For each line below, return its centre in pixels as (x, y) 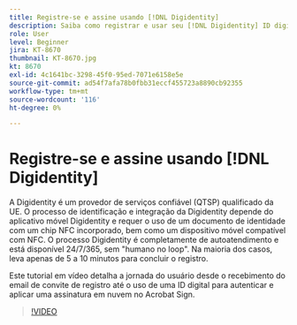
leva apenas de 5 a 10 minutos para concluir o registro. (109, 259)
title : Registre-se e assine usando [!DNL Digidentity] (114, 17)
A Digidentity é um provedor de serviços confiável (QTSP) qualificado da (141, 202)
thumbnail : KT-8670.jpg (53, 58)
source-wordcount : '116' (55, 99)
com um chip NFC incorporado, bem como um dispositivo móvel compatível (148, 231)
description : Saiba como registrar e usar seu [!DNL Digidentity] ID (140, 26)
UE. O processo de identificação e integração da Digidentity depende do (141, 212)
